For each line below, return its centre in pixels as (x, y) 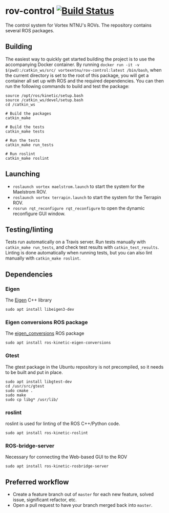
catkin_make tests (25, 131)
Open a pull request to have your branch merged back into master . (82, 505)
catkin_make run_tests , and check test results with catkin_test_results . (82, 247)
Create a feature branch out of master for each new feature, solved (83, 495)
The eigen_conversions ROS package (45, 333)
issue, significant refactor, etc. (45, 500)
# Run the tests (23, 140)
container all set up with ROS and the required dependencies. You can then (84, 81)
